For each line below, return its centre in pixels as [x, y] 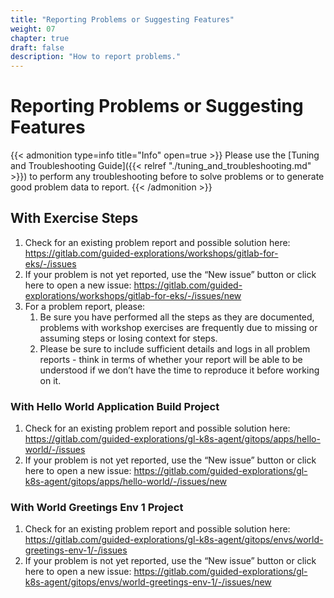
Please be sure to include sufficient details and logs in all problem [175, 348]
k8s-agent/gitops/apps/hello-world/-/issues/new [126, 482]
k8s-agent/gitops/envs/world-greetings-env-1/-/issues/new [148, 582]
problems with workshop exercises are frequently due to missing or [178, 327]
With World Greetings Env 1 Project [97, 508]
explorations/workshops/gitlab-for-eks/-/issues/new [133, 295]
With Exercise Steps [74, 218]
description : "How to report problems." [96, 57]
